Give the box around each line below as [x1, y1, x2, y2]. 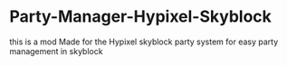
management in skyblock [9, 45, 103, 56]
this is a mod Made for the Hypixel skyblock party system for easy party [9, 36, 279, 47]
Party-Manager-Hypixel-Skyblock [9, 6, 272, 27]
